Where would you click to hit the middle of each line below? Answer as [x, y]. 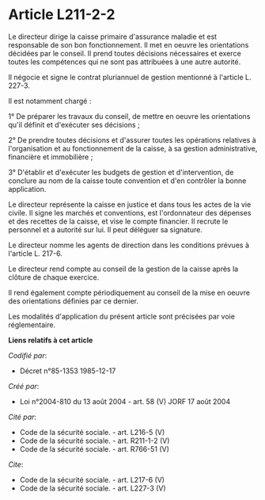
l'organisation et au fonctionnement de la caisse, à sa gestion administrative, [133, 148]
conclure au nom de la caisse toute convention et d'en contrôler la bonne [127, 181]
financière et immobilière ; [51, 157]
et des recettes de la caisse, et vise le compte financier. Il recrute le [118, 221]
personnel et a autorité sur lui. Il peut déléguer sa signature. [106, 229]
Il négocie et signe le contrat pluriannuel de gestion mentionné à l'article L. [130, 77]
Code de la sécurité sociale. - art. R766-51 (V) [95, 448]
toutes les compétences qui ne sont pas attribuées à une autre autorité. [125, 62]
